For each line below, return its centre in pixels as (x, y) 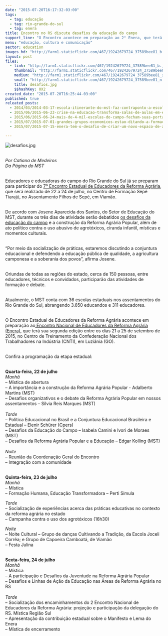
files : (12, 61)
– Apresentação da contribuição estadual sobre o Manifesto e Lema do (78, 618)
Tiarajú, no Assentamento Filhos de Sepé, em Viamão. (61, 197)
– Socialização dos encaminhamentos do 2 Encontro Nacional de (72, 602)
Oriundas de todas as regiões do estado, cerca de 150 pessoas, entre (77, 274)
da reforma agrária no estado (35, 514)
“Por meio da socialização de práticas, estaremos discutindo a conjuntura (81, 248)
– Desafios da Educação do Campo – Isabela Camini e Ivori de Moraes (77, 430)
